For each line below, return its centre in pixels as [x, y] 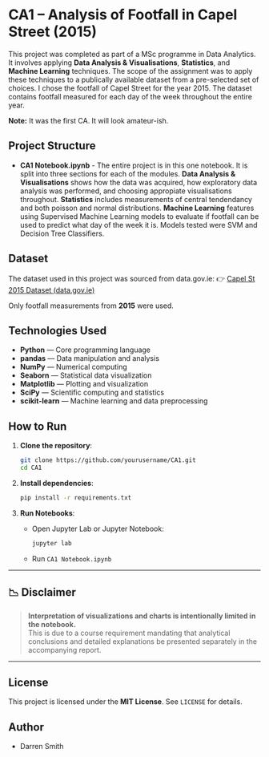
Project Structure [52, 146]
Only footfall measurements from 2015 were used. [91, 306]
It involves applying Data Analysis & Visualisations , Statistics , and [119, 63]
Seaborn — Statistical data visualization [86, 375]
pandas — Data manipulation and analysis [90, 358]
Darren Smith [42, 747]
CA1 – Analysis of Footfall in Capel [123, 15]
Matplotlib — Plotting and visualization [84, 384]
